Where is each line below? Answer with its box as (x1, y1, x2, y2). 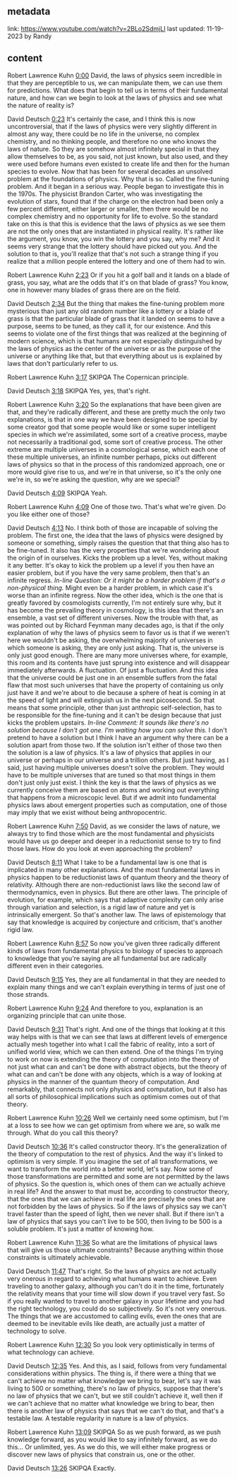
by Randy (24, 32, 52, 40)
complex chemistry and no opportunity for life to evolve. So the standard (7, 211, 219, 221)
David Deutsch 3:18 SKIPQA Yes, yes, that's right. (7, 386, 151, 395)
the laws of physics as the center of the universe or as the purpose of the (7, 344, 221, 352)
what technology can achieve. (7, 1348, 95, 1356)
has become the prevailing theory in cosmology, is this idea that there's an (7, 606, 224, 614)
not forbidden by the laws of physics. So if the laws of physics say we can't (7, 1202, 227, 1210)
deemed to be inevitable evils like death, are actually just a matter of (7, 1319, 206, 1327)
